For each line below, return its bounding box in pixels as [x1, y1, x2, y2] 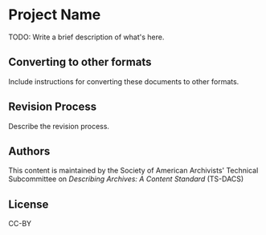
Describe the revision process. [8, 121, 110, 131]
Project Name [8, 6, 101, 24]
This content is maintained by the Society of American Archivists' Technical [8, 166, 259, 176]
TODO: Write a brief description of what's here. [8, 32, 165, 42]
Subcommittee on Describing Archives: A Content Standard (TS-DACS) [8, 174, 244, 184]
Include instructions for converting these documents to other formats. [8, 76, 239, 86]
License [8, 197, 49, 211]
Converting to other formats [8, 55, 152, 69]
